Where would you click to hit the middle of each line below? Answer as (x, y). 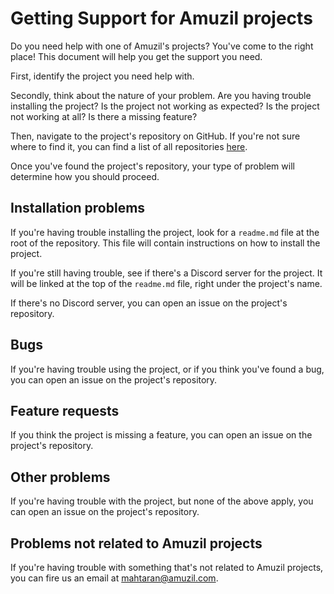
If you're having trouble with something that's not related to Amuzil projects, (167, 567)
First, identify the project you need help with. (102, 76)
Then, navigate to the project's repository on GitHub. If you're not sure (155, 136)
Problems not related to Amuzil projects (136, 543)
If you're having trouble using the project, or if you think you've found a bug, (167, 369)
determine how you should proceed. (85, 176)
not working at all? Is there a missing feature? (104, 116)
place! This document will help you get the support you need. (136, 56)
